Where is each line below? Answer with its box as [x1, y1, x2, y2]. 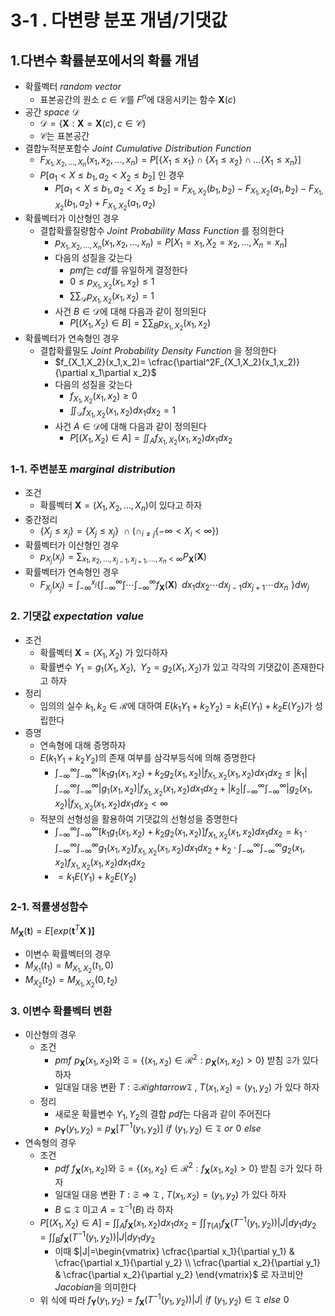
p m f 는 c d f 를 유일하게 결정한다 [69, 264, 188, 276]
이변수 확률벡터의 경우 [24, 947, 112, 960]
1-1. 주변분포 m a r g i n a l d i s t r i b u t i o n [10, 462, 176, 476]
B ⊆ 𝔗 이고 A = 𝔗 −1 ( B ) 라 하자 [54, 1202, 174, 1215]
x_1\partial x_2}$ [89, 367, 157, 379]
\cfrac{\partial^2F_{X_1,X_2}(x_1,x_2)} [148, 356, 301, 368]
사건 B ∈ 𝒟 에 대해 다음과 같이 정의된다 [54, 306, 207, 318]
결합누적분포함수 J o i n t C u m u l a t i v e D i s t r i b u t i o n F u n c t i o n [24, 142, 252, 154]
